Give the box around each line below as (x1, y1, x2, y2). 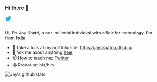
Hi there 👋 (5, 4, 29, 11)
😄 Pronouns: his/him (12, 62, 54, 68)
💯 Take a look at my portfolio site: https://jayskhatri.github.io (12, 45, 133, 50)
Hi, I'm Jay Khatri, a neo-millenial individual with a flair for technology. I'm (5, 30, 152, 36)
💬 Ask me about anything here (12, 49, 73, 55)
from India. (5, 35, 27, 41)
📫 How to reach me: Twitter (12, 55, 69, 61)
